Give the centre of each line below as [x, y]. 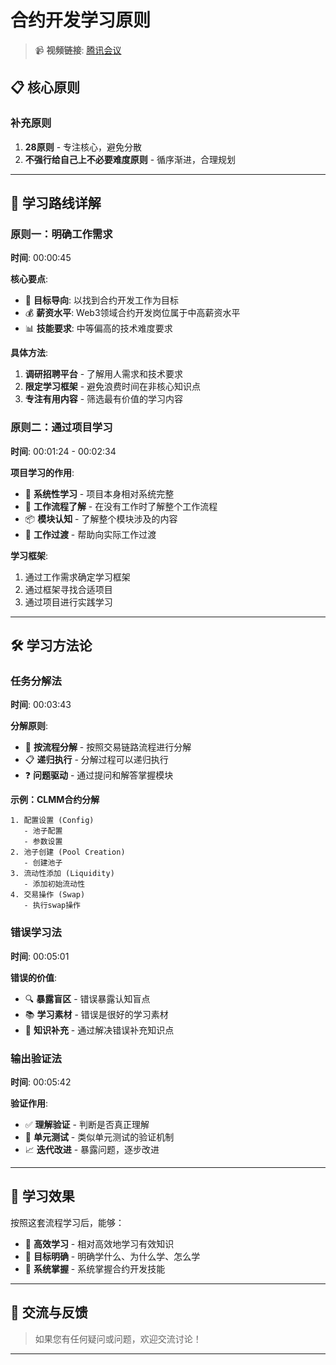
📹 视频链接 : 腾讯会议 [78, 50]
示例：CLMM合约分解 [55, 800]
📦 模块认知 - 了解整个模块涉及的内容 [101, 518]
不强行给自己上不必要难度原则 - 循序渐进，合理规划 [130, 159]
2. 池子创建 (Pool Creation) [68, 852]
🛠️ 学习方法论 [51, 645]
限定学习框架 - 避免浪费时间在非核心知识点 [113, 387]
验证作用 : [29, 1103]
